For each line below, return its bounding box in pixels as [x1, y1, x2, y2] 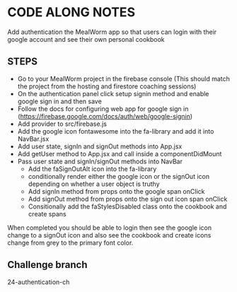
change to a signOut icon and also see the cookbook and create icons [7, 230, 212, 239]
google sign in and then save [17, 97, 103, 105]
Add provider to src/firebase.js [17, 119, 108, 128]
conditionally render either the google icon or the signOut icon [28, 172, 210, 180]
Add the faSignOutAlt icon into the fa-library [28, 164, 157, 173]
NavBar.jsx [17, 134, 50, 143]
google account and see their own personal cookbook [7, 35, 165, 43]
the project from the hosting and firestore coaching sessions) [17, 82, 197, 90]
